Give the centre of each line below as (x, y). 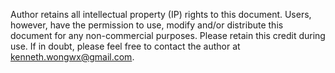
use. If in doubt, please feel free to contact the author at (125, 46)
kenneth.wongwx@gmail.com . (72, 57)
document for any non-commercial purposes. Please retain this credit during (168, 35)
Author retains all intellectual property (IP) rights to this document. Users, (161, 14)
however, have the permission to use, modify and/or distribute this (147, 25)
